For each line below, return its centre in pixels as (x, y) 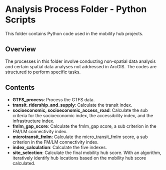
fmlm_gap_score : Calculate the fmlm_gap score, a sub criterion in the (84, 126)
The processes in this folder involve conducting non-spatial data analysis (80, 61)
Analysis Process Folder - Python (76, 9)
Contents (20, 87)
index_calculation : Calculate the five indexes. (60, 147)
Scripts (20, 20)
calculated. (24, 163)
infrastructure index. (33, 121)
